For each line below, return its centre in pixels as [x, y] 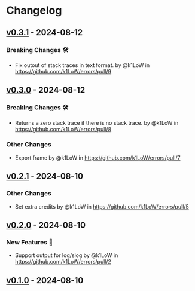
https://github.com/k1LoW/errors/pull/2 [63, 262]
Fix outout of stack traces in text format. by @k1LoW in [82, 65]
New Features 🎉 [30, 242]
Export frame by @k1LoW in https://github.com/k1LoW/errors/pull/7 [97, 157]
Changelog [34, 10]
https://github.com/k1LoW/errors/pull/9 [63, 71]
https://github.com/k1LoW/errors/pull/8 [63, 129]
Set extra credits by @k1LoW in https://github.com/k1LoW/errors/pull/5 [102, 206]
